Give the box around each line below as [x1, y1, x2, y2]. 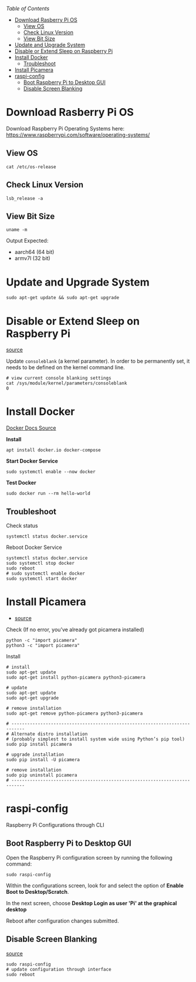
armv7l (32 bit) [14, 255, 51, 262]
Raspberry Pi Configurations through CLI [6, 821, 104, 828]
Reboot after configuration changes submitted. [6, 917, 119, 924]
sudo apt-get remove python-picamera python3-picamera [6, 710, 143, 716]
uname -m [6, 227, 28, 233]
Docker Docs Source [6, 424, 56, 431]
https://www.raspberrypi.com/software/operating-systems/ [6, 131, 150, 138]
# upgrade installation [6, 752, 65, 758]
